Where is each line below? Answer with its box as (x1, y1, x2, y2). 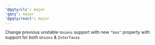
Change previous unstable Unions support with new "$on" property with (5, 30, 150, 35)
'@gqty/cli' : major (5, 7, 45, 12)
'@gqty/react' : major (5, 16, 50, 21)
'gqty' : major (5, 12, 34, 16)
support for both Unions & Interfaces (5, 34, 80, 40)
